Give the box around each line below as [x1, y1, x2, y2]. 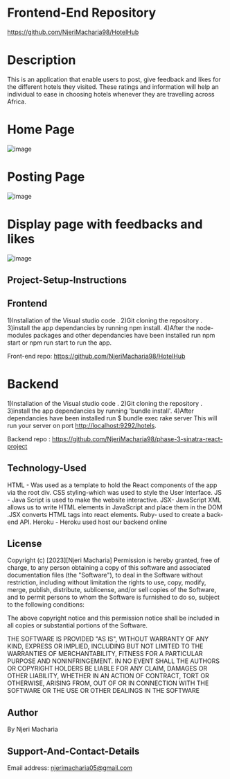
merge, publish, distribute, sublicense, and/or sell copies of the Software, [7, 586, 217, 594]
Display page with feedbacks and [7, 216, 203, 232]
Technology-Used [7, 462, 87, 474]
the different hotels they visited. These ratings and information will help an [7, 82, 220, 91]
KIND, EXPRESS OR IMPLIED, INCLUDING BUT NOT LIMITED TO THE [7, 642, 204, 650]
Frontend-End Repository [7, 5, 157, 21]
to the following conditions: [7, 600, 85, 609]
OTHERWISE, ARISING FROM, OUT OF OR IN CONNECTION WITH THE [7, 679, 209, 687]
